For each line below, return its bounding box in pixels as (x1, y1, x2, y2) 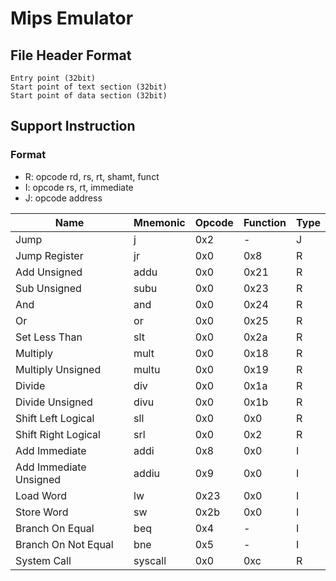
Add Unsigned (15, 265, 83, 279)
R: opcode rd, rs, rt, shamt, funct (24, 170, 160, 182)
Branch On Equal (15, 521, 95, 535)
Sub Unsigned (15, 281, 82, 295)
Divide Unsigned (15, 395, 93, 409)
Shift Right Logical (15, 427, 101, 441)
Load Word (15, 488, 67, 502)
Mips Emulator (10, 7, 134, 30)
